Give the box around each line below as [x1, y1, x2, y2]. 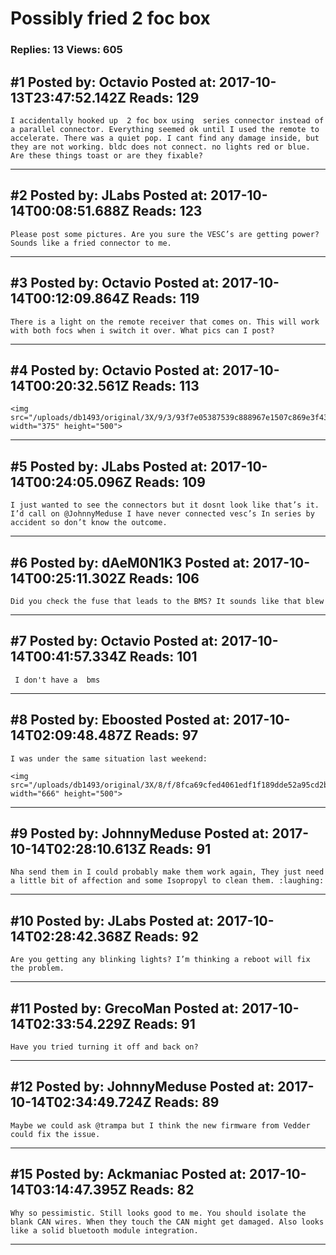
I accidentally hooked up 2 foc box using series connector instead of [10, 115, 325, 126]
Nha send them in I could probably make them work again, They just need [10, 867, 325, 877]
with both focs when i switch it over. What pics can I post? [10, 325, 275, 336]
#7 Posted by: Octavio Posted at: [10, 633, 219, 650]
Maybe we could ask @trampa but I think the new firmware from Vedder [10, 1120, 311, 1131]
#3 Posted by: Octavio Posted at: [10, 275, 220, 292]
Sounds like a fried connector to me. [10, 238, 172, 248]
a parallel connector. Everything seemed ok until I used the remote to [10, 124, 320, 134]
